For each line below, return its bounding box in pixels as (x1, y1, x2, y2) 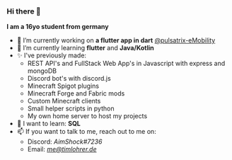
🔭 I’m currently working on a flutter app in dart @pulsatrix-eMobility (16, 36, 216, 45)
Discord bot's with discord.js (27, 74, 111, 83)
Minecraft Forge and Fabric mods (27, 89, 125, 98)
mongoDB (27, 67, 57, 75)
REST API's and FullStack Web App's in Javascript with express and (27, 59, 226, 68)
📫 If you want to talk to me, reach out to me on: (16, 127, 156, 136)
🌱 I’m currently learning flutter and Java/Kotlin (16, 44, 154, 52)
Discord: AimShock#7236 (27, 137, 103, 146)
